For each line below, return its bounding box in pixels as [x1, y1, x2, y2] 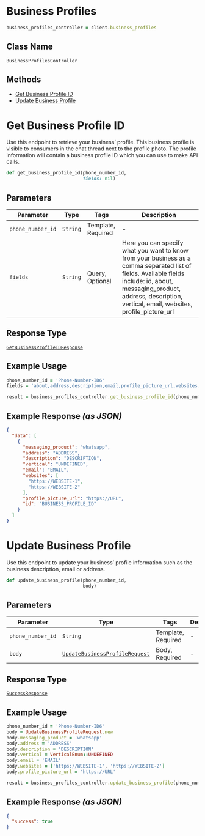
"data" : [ [12, 432, 37, 438]
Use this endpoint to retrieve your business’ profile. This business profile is [6, 139, 195, 146]
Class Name [6, 42, 53, 52]
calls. [6, 158, 20, 166]
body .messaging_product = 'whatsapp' [6, 734, 103, 741]
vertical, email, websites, [121, 300, 193, 308]
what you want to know [121, 246, 189, 254]
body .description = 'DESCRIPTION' [6, 746, 95, 752]
